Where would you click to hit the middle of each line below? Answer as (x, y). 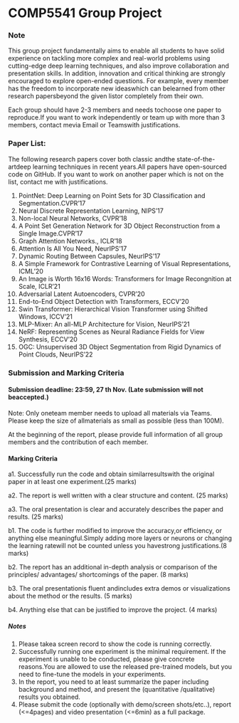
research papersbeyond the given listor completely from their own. (106, 96)
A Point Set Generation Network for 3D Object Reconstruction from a (119, 226)
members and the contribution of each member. (78, 442)
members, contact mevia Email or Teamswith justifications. (94, 125)
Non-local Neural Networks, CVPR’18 (73, 218)
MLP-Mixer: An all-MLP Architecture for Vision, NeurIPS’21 (104, 324)
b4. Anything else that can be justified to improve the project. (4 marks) (113, 610)
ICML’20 (31, 271)
